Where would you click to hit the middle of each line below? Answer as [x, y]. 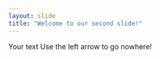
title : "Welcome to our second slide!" [76, 23]
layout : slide [32, 16]
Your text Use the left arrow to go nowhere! [80, 46]
